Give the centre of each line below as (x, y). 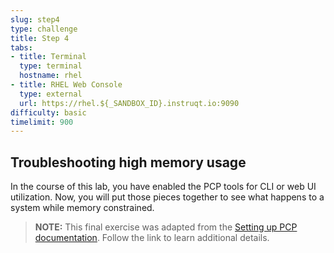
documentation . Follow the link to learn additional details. (152, 238)
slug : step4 (35, 19)
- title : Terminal (48, 57)
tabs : (21, 47)
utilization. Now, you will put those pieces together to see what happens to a (167, 197)
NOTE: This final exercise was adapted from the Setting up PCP (166, 227)
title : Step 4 (40, 38)
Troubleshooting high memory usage (128, 162)
